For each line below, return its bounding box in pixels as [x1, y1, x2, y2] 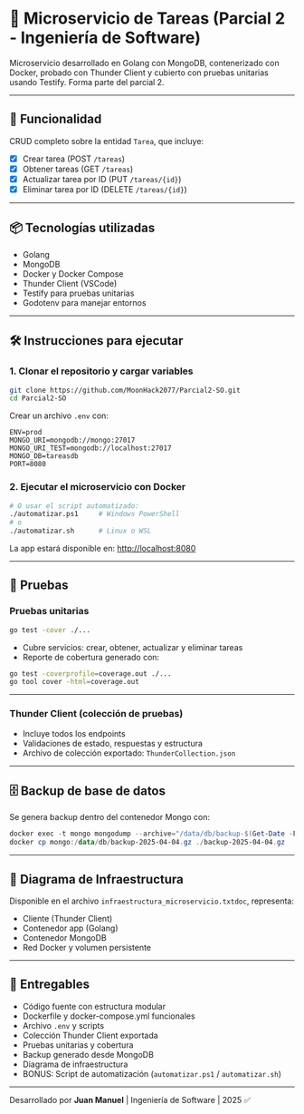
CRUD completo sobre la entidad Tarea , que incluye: [9, 135, 204, 146]
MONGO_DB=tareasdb [9, 452, 79, 461]
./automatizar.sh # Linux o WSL [9, 526, 152, 536]
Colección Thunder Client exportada [22, 1030, 158, 1041]
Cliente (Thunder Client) [22, 914, 113, 924]
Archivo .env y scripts [22, 1020, 105, 1031]
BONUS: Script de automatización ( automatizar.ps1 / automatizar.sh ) [22, 1068, 282, 1079]
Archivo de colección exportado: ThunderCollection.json [22, 748, 236, 758]
